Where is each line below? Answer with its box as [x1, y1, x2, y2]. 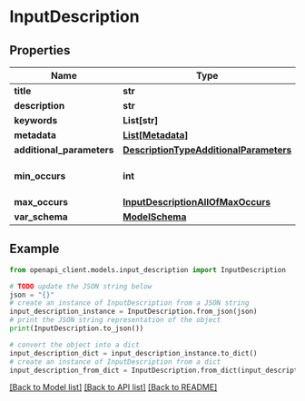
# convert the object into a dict [9, 340, 141, 349]
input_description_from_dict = [9, 366, 128, 375]
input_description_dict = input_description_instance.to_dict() [9, 348, 258, 357]
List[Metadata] [122, 129, 189, 142]
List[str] [122, 114, 159, 126]
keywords [14, 114, 58, 126]
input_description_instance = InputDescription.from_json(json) [9, 307, 258, 317]
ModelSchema [122, 210, 187, 223]
